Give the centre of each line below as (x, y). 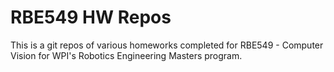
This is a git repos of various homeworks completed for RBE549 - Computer (167, 45)
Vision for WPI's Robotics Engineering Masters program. (126, 55)
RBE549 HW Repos (91, 17)
